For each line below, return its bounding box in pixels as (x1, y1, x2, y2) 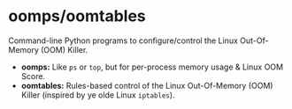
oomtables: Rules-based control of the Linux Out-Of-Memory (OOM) (20, 80, 273, 91)
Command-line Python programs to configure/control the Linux (8, 35, 238, 46)
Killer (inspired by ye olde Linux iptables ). (20, 90, 175, 100)
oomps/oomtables (8, 6, 147, 26)
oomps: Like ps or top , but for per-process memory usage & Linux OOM (20, 62, 284, 72)
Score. (20, 70, 46, 81)
